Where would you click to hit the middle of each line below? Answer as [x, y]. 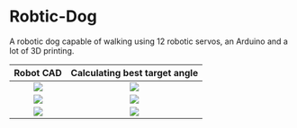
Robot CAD [38, 73]
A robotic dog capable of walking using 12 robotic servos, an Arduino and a [148, 41]
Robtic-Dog [53, 17]
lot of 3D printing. [42, 50]
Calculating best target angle [135, 73]
